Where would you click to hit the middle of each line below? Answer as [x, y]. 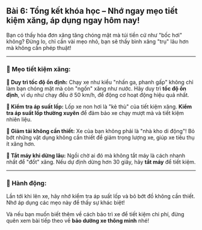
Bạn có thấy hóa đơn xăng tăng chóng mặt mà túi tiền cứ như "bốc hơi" [94, 35]
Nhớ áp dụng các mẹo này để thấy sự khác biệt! [66, 203]
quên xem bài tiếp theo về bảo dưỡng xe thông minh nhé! [78, 221]
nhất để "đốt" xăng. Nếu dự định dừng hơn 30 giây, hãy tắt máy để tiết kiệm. [101, 162]
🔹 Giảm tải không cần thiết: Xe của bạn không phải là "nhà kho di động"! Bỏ [101, 131]
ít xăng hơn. [21, 144]
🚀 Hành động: [26, 183]
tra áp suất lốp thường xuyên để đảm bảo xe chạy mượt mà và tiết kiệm [95, 113]
